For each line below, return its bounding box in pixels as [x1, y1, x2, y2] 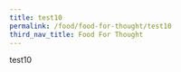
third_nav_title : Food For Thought [9, 30, 144, 39]
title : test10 [9, 13, 63, 22]
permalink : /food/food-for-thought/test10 [9, 22, 172, 31]
